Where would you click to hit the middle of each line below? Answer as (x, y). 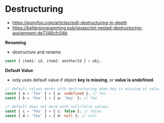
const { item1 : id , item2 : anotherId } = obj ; (53, 61)
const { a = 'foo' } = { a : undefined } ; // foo (55, 93)
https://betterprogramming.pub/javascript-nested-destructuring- (77, 27)
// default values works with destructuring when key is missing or (76, 89)
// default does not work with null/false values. (58, 107)
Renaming (16, 42)
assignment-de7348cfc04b (40, 33)
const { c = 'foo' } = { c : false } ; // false (53, 111)
